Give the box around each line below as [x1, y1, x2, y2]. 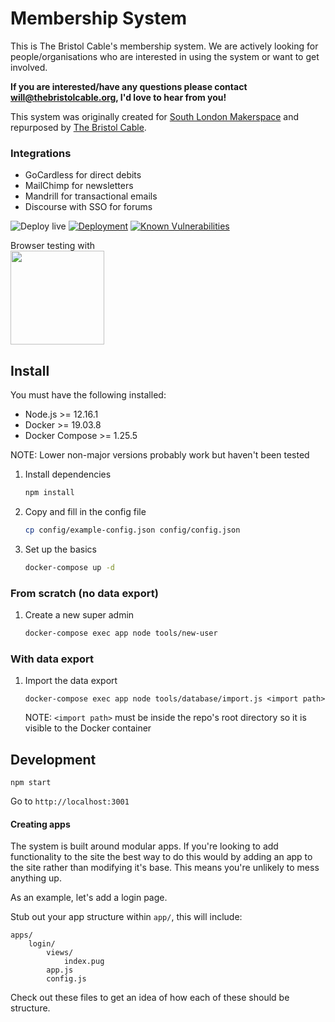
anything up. [10, 872, 62, 884]
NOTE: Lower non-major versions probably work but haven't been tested [10, 449, 310, 461]
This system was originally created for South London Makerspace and [10, 110, 300, 122]
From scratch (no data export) [10, 586, 159, 600]
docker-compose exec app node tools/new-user [24, 628, 218, 638]
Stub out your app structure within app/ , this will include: [10, 911, 243, 923]
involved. [10, 61, 48, 73]
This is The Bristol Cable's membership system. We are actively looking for [10, 40, 319, 52]
